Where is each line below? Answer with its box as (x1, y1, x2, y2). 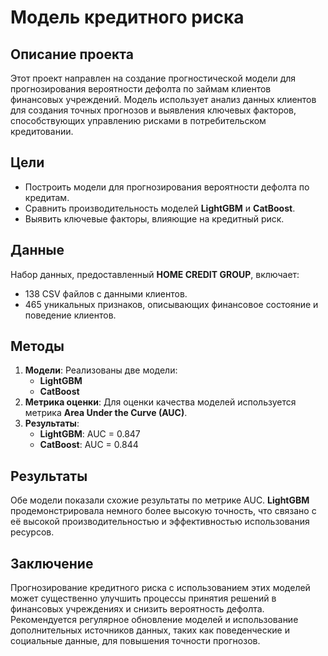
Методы (10, 338, 65, 355)
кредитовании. (10, 126, 74, 137)
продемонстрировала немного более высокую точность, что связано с (10, 505, 317, 517)
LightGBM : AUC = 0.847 (39, 428, 141, 440)
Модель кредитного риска (10, 6, 245, 29)
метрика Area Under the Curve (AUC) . (24, 407, 188, 419)
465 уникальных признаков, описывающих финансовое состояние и (24, 298, 319, 310)
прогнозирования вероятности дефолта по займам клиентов (10, 83, 272, 95)
